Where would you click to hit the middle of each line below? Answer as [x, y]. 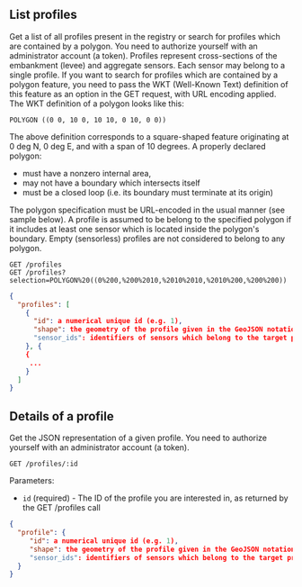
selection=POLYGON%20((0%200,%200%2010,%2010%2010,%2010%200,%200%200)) [148, 280]
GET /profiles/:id [44, 464]
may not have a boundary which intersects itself [111, 183]
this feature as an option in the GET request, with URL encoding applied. [143, 94]
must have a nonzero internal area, [86, 173]
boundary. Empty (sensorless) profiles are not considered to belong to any [147, 239]
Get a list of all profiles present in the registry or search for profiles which [145, 36]
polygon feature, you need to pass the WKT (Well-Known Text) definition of [149, 84]
